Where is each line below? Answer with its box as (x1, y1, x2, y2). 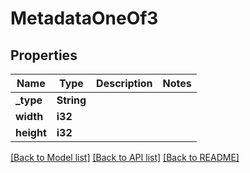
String (56, 93, 87, 107)
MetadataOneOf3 (10, 7, 159, 30)
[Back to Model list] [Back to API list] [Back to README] (10, 152, 240, 163)
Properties (10, 47, 78, 64)
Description (96, 77, 153, 90)
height (15, 126, 47, 139)
